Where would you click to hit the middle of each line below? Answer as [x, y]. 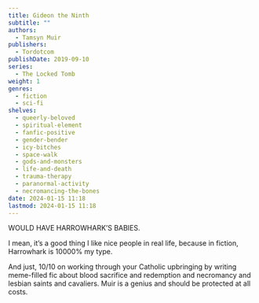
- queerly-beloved [46, 118]
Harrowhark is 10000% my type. [60, 252]
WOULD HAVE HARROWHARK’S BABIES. [74, 228]
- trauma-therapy [44, 177]
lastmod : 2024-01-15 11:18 [52, 205]
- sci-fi [29, 103]
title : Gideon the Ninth [49, 15]
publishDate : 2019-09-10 [49, 60]
